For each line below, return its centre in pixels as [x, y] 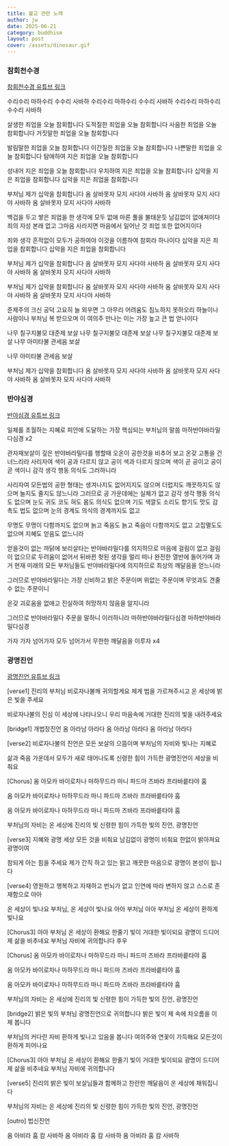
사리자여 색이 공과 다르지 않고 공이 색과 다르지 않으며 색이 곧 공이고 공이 [126, 461]
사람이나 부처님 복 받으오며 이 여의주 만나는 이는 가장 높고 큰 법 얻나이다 [103, 318]
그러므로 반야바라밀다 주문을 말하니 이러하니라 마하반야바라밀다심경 [97, 618]
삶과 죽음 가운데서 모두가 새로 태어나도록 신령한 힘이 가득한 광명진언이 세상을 [109, 758]
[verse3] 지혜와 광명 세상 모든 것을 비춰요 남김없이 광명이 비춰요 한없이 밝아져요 [114, 839]
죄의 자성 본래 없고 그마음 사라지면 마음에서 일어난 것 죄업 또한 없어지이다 [105, 226]
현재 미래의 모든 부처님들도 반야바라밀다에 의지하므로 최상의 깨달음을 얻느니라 [117, 565]
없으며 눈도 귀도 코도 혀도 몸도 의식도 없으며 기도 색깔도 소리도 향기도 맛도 [112, 502]
